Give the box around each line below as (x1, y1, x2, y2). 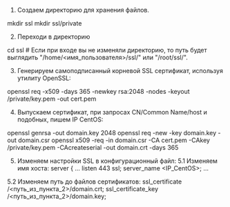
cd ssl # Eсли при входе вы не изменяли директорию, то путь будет (7, 46, 207, 54)
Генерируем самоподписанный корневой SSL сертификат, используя (17, 67, 223, 75)
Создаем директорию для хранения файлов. (17, 6, 150, 14)
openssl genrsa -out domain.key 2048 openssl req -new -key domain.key (7, 129, 217, 137)
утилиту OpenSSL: (17, 74, 71, 82)
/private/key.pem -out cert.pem (7, 95, 97, 103)
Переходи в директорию (17, 32, 90, 41)
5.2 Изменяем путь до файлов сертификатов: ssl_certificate (7, 177, 182, 186)
